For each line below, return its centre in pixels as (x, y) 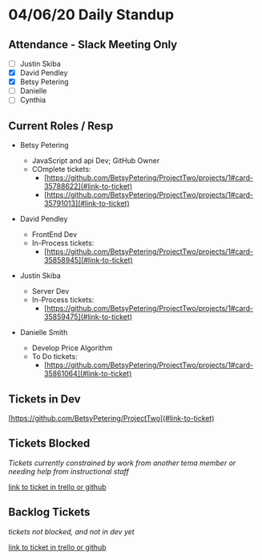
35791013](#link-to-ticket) (87, 203)
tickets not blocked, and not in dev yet (71, 531)
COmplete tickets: (61, 170)
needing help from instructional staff (69, 471)
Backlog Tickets (49, 512)
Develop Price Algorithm (72, 348)
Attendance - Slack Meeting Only (93, 45)
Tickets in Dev (45, 399)
